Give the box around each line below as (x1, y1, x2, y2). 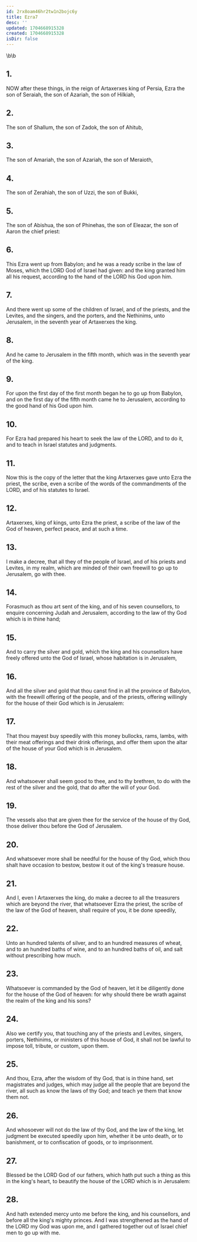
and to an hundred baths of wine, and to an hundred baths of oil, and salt (6, 945, 183, 953)
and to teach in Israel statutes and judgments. (6, 441, 117, 448)
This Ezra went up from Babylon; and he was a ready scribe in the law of (6, 260, 182, 268)
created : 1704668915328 (6, 31, 65, 36)
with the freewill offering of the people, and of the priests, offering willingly (6, 694, 188, 700)
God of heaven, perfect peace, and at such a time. (6, 525, 128, 532)
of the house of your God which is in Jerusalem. (6, 745, 122, 752)
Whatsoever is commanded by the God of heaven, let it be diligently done (6, 984, 184, 991)
